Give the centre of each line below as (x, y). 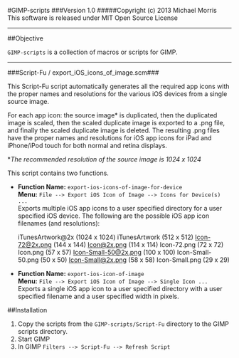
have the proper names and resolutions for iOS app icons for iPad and (110, 138)
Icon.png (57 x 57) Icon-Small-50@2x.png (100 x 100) (96, 252)
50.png (28, 260)
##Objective (26, 38)
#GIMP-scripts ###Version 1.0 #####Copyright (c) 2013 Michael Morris (112, 10)
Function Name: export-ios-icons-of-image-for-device (100, 187)
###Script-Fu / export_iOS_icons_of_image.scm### (83, 73)
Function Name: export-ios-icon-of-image (81, 274)
